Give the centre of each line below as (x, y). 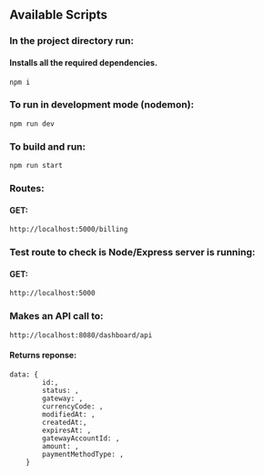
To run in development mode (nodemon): (102, 105)
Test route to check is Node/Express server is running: (132, 253)
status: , (61, 390)
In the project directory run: (72, 41)
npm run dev (32, 124)
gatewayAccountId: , (81, 438)
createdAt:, (65, 422)
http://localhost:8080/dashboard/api (81, 335)
